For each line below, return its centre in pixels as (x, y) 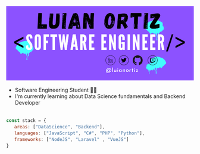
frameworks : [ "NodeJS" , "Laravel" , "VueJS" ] (71, 139)
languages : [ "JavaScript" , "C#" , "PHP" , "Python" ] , (79, 133)
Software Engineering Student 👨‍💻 (56, 90)
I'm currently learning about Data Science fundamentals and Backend (100, 96)
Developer (27, 103)
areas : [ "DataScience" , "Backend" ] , (60, 127)
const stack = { (26, 121)
